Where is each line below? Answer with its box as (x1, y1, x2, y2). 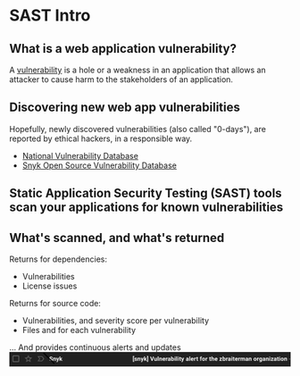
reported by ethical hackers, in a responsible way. (9, 133, 193, 144)
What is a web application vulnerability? (9, 41, 237, 56)
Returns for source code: (9, 298, 101, 309)
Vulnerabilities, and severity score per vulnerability (21, 315, 210, 326)
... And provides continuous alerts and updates (9, 342, 181, 353)
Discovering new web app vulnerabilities (9, 100, 241, 115)
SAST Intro (9, 5, 91, 26)
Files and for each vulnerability (21, 325, 137, 336)
